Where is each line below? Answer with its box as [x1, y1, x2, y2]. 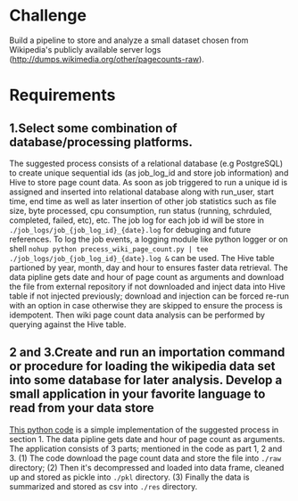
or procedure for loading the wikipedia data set [9, 358, 276, 374]
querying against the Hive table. [9, 318, 127, 330]
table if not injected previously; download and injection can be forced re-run [9, 291, 290, 301]
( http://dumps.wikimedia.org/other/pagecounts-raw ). [9, 53, 205, 64]
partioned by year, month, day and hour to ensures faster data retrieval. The [9, 262, 288, 273]
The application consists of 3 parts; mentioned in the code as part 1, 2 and [9, 443, 283, 454]
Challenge [9, 5, 87, 26]
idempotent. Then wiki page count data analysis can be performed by [9, 309, 266, 320]
